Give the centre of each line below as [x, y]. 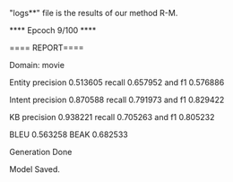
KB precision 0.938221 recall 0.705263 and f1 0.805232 [112, 117]
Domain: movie [37, 65]
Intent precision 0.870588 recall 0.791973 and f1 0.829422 [117, 100]
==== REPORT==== [47, 48]
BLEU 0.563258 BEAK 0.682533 [69, 134]
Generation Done [41, 152]
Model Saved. [35, 169]
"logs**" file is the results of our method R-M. [94, 13]
